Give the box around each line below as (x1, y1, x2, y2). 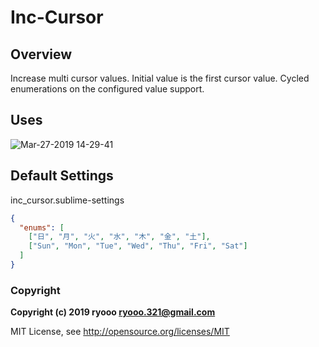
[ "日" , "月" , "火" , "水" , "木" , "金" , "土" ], (28, 232, 211, 242)
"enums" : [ (19, 222, 65, 233)
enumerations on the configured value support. (10, 83, 205, 95)
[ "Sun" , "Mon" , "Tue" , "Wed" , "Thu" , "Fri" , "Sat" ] (28, 241, 248, 251)
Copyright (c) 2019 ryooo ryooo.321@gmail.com (10, 306, 216, 318)
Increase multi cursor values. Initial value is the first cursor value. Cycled (10, 72, 310, 84)
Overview (10, 46, 73, 63)
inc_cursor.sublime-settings (10, 194, 125, 206)
